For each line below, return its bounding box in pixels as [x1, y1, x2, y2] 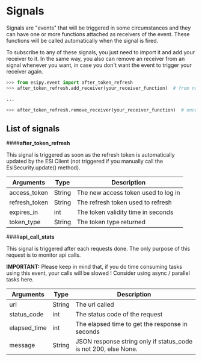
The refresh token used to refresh [77, 198, 173, 207]
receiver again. [6, 67, 43, 75]
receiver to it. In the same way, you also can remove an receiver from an [6, 55, 185, 62]
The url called [75, 300, 114, 309]
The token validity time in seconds [77, 208, 174, 216]
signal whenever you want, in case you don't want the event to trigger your [6, 61, 192, 69]
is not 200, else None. [75, 345, 138, 353]
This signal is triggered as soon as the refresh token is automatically [6, 151, 175, 159]
